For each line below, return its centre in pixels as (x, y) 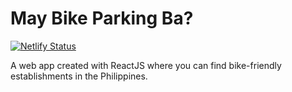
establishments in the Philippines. (79, 76)
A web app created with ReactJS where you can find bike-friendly (146, 65)
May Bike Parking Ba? (102, 18)
